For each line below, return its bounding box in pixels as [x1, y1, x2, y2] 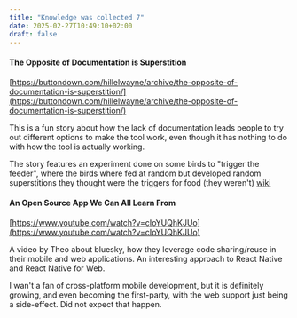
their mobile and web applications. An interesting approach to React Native [9, 253, 283, 264]
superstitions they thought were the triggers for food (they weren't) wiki [9, 177, 271, 187]
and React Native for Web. [9, 263, 106, 274]
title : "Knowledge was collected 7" [9, 12, 145, 22]
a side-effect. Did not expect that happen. [9, 298, 162, 309]
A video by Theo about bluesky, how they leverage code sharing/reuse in [9, 243, 277, 254]
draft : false [9, 29, 58, 38]
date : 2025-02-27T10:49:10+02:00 [9, 21, 133, 30]
